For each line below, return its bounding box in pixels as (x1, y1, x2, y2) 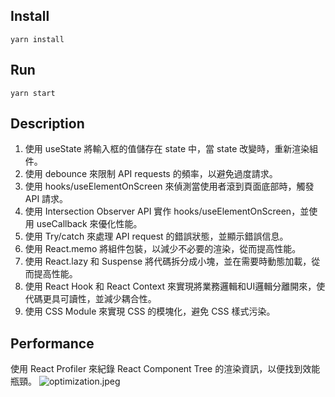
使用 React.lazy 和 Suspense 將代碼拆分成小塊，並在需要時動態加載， (24, 255, 312, 268)
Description (10, 115, 85, 133)
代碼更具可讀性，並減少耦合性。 (24, 293, 157, 305)
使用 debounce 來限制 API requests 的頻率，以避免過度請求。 (24, 168, 278, 180)
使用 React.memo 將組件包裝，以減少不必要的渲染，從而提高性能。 (24, 243, 302, 255)
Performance (10, 335, 95, 352)
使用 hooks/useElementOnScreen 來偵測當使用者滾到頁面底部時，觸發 (24, 180, 315, 193)
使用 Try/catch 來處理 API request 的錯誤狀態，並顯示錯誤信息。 (24, 230, 289, 243)
